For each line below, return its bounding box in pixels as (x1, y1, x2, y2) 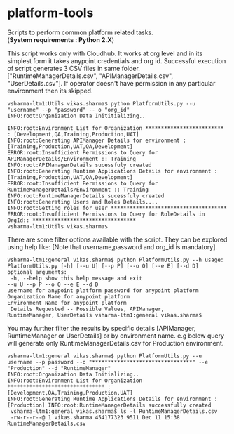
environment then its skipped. (7, 86, 93, 95)
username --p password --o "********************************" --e (7, 358, 209, 366)
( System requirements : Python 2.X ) (7, 35, 114, 44)
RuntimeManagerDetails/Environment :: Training (7, 186, 149, 193)
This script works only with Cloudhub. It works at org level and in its (7, 49, 203, 58)
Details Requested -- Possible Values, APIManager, (10, 305, 165, 313)
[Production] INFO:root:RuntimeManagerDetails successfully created (7, 402, 212, 409)
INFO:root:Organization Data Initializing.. (7, 371, 139, 378)
